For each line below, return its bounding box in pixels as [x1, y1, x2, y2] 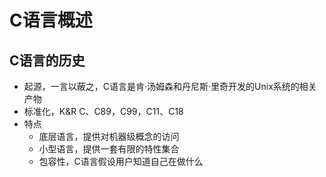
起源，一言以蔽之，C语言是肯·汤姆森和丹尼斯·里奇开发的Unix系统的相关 [23, 81, 317, 92]
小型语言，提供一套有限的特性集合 [38, 143, 180, 155]
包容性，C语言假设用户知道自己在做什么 [38, 156, 204, 167]
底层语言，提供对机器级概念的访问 [38, 131, 180, 142]
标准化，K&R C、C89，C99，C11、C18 [23, 106, 184, 117]
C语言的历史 [9, 52, 86, 69]
